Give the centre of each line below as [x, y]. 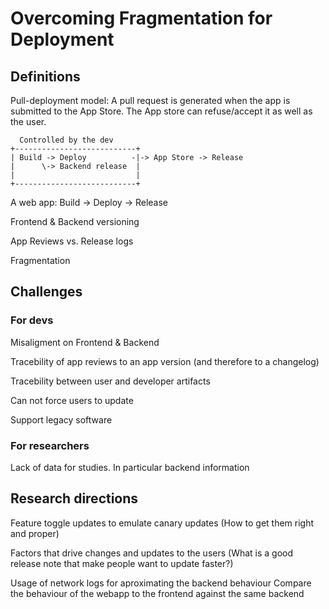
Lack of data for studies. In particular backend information [130, 467]
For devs [32, 320]
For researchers [50, 445]
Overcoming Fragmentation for [141, 18]
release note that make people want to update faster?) [122, 563]
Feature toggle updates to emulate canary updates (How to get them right [162, 523]
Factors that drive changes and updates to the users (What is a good [152, 553]
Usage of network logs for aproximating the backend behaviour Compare [161, 583]
